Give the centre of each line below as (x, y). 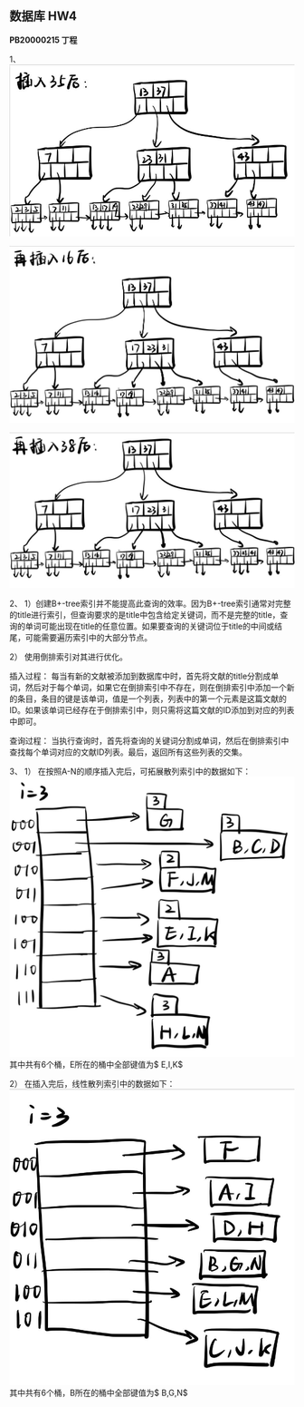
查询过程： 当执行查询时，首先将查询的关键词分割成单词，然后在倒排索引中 (149, 741)
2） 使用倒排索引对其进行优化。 (69, 657)
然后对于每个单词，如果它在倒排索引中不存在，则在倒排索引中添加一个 (156, 688)
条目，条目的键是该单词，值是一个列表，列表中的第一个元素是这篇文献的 (152, 699)
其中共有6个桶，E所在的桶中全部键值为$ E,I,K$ (96, 1064)
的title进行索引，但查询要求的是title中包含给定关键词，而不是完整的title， (145, 615)
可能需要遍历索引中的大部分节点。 (88, 638)
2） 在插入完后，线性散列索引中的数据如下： (92, 1083)
